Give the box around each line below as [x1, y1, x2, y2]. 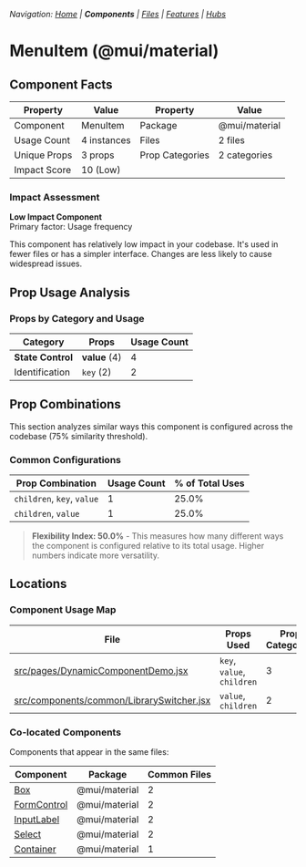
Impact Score [14, 164, 72, 176]
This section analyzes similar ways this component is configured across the [9, 420, 293, 432]
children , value [14, 507, 80, 520]
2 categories [218, 149, 273, 161]
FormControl [14, 799, 68, 811]
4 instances [80, 134, 132, 146]
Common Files [147, 769, 212, 781]
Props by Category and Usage [9, 312, 145, 325]
